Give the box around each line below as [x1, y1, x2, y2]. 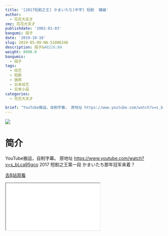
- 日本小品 [10, 86, 30, 92]
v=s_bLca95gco [5, 162, 39, 168]
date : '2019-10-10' [5, 36, 46, 41]
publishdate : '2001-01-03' [5, 26, 62, 31]
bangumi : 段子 [5, 31, 34, 36]
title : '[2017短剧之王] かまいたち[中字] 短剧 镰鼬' [5, 7, 109, 13]
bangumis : [5, 54, 26, 59]
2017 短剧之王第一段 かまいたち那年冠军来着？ [39, 162, 135, 168]
